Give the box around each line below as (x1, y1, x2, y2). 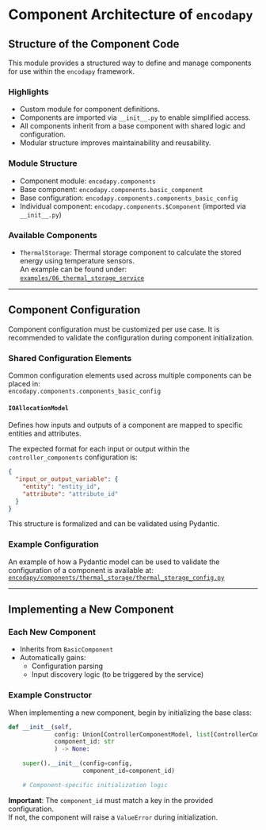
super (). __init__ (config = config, (22, 759, 133, 767)
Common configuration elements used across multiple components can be (8, 371, 252, 380)
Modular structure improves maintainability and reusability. (19, 138, 211, 148)
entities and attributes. (8, 428, 82, 438)
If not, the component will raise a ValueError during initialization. (8, 812, 218, 822)
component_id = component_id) (82, 767, 176, 775)
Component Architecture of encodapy (8, 6, 253, 24)
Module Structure (8, 158, 78, 169)
